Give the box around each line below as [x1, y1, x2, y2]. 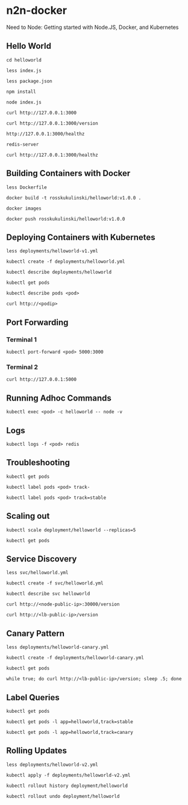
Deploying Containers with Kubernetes [6, 232, 155, 242]
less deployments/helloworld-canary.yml [6, 644, 110, 651]
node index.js [6, 99, 42, 105]
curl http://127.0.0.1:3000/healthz [6, 152, 98, 158]
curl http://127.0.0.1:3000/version [6, 120, 98, 127]
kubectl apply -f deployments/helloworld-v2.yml [6, 772, 131, 778]
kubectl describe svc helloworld [6, 591, 90, 597]
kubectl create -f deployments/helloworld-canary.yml [6, 655, 145, 661]
